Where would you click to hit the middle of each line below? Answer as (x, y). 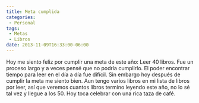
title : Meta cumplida (33, 12)
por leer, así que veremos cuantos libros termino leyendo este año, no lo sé (98, 87)
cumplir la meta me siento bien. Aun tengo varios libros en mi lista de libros (98, 80)
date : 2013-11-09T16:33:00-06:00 (48, 45)
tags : (13, 28)
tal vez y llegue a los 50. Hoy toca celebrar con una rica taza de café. (91, 93)
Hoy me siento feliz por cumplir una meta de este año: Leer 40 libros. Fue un (100, 62)
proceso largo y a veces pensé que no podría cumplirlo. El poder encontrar (98, 68)
